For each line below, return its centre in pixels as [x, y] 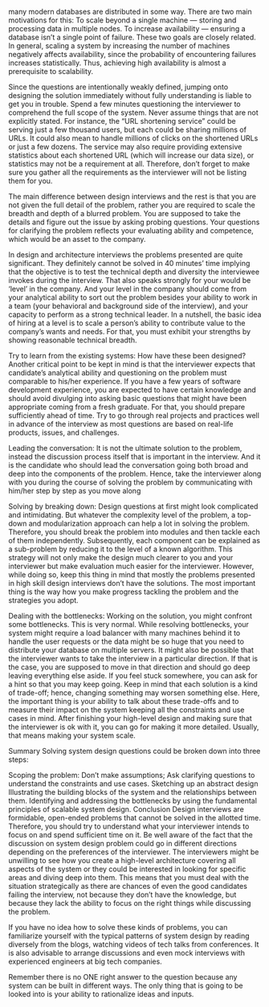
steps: [18, 759]
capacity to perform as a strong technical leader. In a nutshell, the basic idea [135, 314]
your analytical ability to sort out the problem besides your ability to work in [133, 297]
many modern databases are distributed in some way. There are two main [130, 12]
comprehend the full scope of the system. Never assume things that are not [133, 113]
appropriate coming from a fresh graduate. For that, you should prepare [127, 407]
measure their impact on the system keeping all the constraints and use [126, 710]
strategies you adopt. [43, 600]
